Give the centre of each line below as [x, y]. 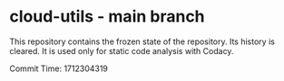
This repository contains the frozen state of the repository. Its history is [142, 41]
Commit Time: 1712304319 [59, 68]
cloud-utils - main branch [108, 17]
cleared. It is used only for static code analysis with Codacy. [122, 50]
